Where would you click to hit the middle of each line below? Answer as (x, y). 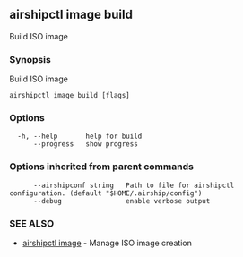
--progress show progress (86, 144)
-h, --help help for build (80, 137)
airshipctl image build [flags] (69, 96)
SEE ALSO (32, 223)
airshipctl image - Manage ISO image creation (107, 243)
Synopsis (30, 59)
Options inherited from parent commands (102, 167)
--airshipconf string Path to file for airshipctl (134, 185)
